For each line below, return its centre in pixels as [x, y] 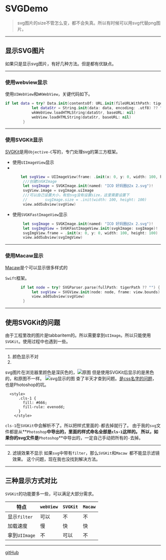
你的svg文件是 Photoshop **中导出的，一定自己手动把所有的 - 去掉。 [76, 437]
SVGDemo [27, 9]
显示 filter [20, 517]
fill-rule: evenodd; [44, 407]
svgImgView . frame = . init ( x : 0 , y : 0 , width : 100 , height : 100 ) [90, 233]
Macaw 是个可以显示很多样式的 [36, 267]
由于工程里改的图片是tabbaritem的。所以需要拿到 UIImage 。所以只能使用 [78, 335]
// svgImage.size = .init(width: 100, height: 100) [85, 200]
